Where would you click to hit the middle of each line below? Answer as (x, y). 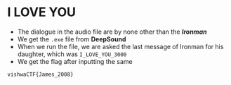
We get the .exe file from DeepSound (72, 39)
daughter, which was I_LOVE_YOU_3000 (72, 54)
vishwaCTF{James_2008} (40, 74)
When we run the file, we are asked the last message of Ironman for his (120, 46)
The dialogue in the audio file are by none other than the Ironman (112, 32)
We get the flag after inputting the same (75, 61)
